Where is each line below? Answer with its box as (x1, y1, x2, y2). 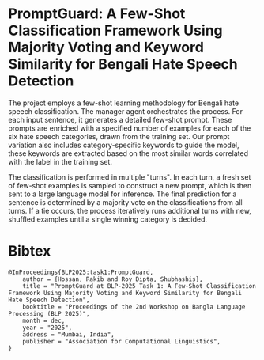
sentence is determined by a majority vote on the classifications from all (8, 197, 243, 207)
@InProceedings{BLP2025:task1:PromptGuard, (8, 268, 154, 276)
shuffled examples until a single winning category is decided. (8, 214, 208, 224)
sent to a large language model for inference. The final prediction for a (8, 189, 237, 199)
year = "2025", (22, 324, 73, 332)
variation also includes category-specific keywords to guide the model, (8, 140, 239, 150)
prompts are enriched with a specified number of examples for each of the (8, 123, 251, 133)
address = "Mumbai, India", (22, 330, 115, 339)
